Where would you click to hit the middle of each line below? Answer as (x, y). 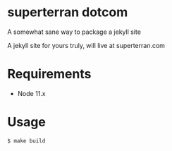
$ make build (26, 141)
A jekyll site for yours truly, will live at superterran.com (86, 45)
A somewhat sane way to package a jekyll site (74, 32)
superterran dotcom (68, 12)
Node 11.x (31, 93)
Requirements (49, 74)
